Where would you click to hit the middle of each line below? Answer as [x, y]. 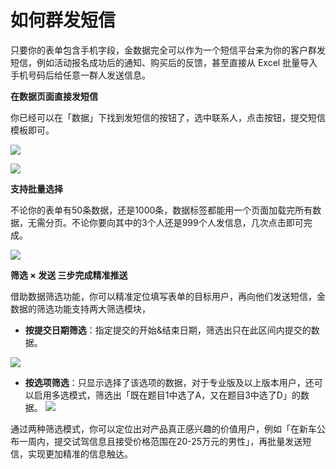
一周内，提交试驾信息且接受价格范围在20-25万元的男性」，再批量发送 [160, 441]
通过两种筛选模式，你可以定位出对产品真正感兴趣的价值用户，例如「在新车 [163, 428]
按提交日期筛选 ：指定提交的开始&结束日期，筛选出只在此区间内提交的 [168, 330]
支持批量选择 [36, 188]
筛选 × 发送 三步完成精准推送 [69, 275]
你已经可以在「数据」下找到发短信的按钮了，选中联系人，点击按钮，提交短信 [168, 117]
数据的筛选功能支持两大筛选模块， [80, 308]
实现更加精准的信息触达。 [80, 453]
